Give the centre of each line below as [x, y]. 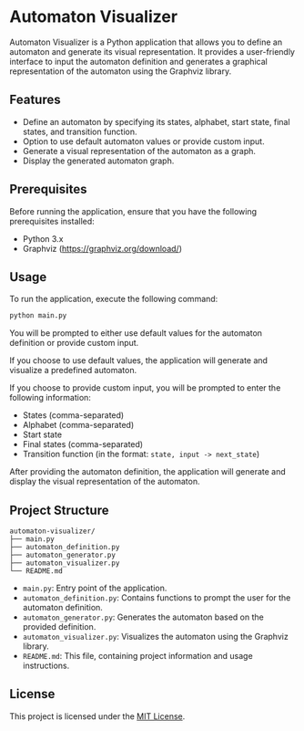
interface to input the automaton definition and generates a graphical [139, 61]
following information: [50, 398]
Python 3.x [43, 238]
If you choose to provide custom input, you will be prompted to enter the [145, 388]
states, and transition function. [80, 131]
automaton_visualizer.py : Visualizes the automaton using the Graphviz [155, 637]
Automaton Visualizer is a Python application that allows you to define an [146, 42]
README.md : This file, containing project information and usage [137, 656]
